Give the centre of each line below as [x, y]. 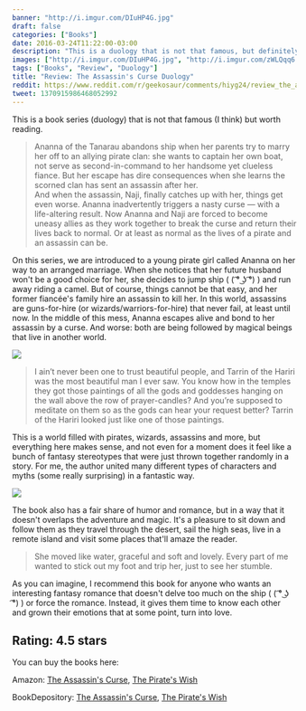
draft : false [37, 26]
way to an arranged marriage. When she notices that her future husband [147, 270]
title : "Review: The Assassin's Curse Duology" [103, 77]
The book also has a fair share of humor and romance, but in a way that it [148, 510]
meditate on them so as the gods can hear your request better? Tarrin [163, 410]
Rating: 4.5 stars [60, 640]
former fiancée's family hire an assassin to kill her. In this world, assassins [149, 299]
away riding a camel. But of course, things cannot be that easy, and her [145, 289]
